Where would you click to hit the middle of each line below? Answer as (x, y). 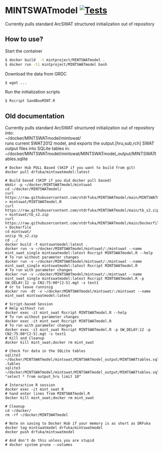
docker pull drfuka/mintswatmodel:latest (48, 172)
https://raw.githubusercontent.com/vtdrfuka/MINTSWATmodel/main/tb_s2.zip (82, 210)
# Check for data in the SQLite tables (45, 351)
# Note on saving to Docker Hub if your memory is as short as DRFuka (78, 424)
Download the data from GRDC (36, 74)
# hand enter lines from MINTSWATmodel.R (48, 394)
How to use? (24, 39)
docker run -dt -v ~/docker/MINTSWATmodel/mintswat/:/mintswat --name (78, 292)
